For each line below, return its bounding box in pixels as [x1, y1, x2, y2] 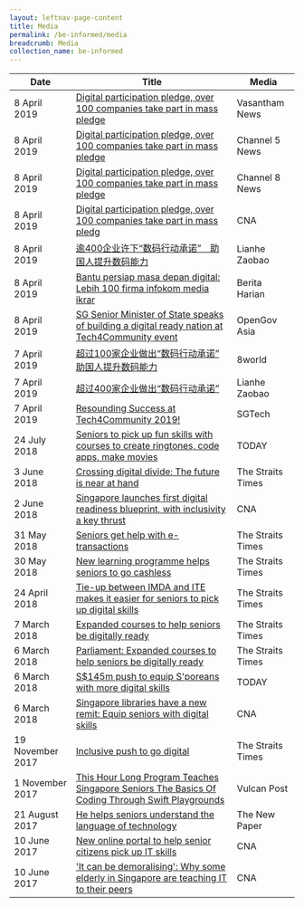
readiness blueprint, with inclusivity [75, 503, 226, 516]
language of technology [75, 820, 177, 833]
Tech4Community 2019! [75, 414, 181, 426]
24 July [14, 434, 47, 446]
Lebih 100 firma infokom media [75, 282, 210, 295]
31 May [14, 529, 47, 541]
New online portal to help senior [75, 835, 212, 847]
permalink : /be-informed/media [9, 30, 128, 39]
